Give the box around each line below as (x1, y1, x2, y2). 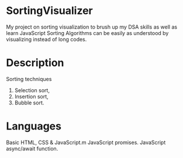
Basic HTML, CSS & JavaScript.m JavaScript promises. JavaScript (6, 139, 166, 146)
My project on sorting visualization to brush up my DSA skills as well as (6, 23, 177, 30)
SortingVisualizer (6, 4, 94, 17)
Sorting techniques (6, 75, 52, 82)
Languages (6, 120, 61, 133)
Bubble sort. (14, 99, 44, 106)
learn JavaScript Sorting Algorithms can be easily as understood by (6, 29, 169, 36)
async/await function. (6, 145, 58, 152)
